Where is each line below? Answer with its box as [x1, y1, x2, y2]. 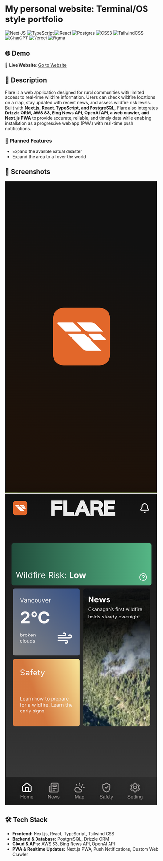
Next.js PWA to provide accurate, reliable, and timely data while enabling [5, 115, 152, 121]
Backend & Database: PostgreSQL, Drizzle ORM [12, 836, 109, 842]
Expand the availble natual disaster [12, 149, 82, 154]
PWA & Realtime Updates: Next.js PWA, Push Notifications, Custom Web [12, 846, 159, 852]
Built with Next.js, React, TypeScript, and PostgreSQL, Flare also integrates [5, 105, 158, 111]
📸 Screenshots [5, 168, 51, 176]
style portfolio [5, 14, 63, 25]
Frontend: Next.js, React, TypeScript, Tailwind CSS [12, 831, 115, 837]
